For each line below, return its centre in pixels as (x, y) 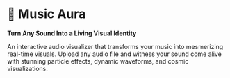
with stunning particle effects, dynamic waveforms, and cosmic (98, 61)
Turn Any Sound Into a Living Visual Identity (72, 33)
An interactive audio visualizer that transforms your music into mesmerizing (115, 46)
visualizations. (28, 68)
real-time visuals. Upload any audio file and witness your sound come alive (115, 54)
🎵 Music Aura (47, 14)
